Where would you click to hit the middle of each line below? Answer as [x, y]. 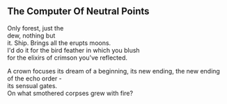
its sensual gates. [32, 85]
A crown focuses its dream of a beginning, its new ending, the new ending [114, 71]
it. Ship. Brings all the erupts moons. [59, 43]
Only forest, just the [36, 28]
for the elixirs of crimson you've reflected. [67, 58]
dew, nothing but [31, 35]
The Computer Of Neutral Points [78, 11]
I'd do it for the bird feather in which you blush [74, 50]
